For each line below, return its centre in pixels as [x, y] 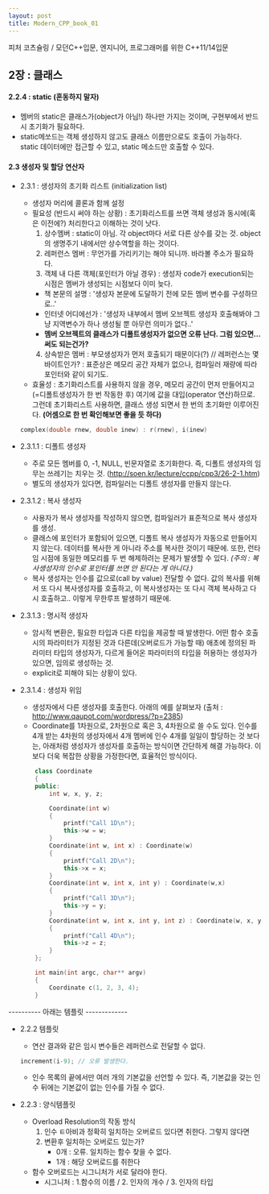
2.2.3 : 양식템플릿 [48, 1105]
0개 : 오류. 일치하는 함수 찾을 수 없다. [114, 1152]
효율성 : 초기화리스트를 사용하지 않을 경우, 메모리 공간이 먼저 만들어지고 [143, 384]
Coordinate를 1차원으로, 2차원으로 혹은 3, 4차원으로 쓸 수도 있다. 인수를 [145, 726]
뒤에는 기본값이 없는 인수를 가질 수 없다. [103, 1088]
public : [47, 786]
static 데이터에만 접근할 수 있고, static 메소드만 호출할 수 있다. [117, 147]
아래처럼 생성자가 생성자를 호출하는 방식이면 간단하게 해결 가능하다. [148, 746]
